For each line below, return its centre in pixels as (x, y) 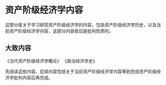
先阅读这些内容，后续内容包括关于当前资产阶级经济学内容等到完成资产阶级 (81, 71)
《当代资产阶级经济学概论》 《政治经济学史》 (51, 61)
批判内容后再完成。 (33, 78)
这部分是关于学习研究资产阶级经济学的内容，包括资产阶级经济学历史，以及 (81, 25)
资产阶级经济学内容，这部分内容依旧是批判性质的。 (61, 31)
